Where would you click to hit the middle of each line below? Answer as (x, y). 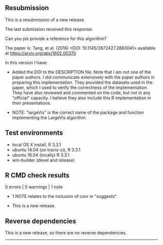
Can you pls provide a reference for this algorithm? (56, 38)
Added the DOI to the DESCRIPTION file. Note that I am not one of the (81, 72)
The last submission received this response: (49, 29)
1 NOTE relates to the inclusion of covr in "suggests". (65, 196)
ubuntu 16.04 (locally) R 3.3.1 (41, 155)
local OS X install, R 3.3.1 (37, 144)
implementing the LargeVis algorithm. (49, 117)
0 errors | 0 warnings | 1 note (34, 187)
